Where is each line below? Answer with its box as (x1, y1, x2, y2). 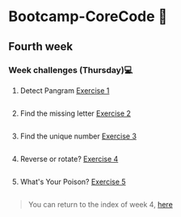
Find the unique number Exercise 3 (19, 131, 137, 141)
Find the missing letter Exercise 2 (19, 108, 132, 118)
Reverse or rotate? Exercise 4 (19, 154, 119, 164)
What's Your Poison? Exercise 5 (19, 177, 127, 186)
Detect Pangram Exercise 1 (19, 85, 110, 96)
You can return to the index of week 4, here (27, 199, 174, 209)
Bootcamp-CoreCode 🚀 (8, 7, 168, 26)
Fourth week (8, 40, 74, 53)
